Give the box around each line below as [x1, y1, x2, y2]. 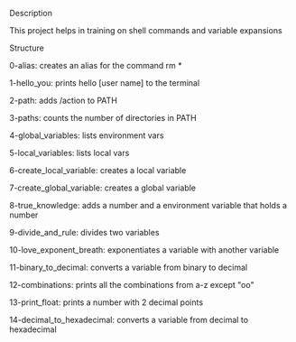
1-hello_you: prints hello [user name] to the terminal [9, 78, 200, 88]
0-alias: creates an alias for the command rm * [9, 60, 182, 70]
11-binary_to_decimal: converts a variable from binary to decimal [9, 262, 248, 273]
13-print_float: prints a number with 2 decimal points [9, 297, 204, 308]
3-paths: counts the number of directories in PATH [9, 113, 197, 123]
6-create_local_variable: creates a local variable [9, 165, 187, 175]
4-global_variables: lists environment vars [9, 130, 164, 141]
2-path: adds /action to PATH [9, 95, 117, 106]
